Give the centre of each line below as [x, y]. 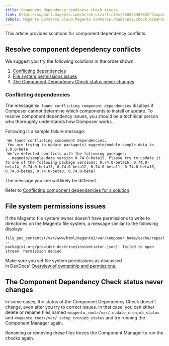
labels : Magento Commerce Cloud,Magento [48, 19]
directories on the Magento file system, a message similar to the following [82, 223]
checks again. [20, 338]
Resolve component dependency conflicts [73, 49]
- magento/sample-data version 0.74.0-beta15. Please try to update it [84, 158]
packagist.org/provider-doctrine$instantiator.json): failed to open [80, 247]
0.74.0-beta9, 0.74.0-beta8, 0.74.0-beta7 [50, 171]
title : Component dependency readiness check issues [62, 10]
